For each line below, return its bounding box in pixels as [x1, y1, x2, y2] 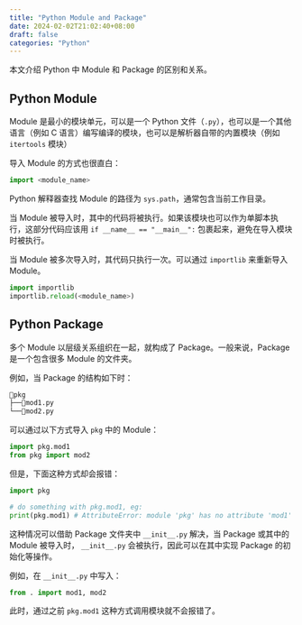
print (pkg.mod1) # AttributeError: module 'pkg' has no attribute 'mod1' [9, 510, 293, 519]
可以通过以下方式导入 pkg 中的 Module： [9, 425, 160, 436]
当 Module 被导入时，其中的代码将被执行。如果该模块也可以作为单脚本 [9, 212, 271, 223]
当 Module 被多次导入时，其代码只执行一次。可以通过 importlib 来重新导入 [9, 253, 288, 264]
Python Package [9, 317, 104, 332]
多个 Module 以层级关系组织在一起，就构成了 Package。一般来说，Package [9, 342, 290, 353]
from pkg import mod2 [9, 451, 91, 460]
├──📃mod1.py [9, 399, 54, 408]
